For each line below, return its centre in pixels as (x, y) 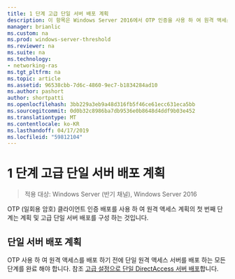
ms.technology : (29, 59)
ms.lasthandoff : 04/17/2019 (48, 130)
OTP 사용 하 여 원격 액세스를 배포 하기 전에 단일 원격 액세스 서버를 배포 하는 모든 (116, 260)
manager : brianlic (34, 27)
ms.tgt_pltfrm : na (34, 72)
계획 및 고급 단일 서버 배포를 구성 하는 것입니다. (84, 218)
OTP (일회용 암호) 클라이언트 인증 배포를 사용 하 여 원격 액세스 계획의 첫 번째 (112, 209)
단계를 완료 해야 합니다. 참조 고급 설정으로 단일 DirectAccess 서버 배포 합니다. (113, 269)
